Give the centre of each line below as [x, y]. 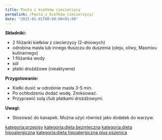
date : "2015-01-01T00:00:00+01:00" [42, 19]
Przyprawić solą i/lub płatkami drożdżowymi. [58, 98]
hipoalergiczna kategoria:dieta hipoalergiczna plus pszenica [66, 133]
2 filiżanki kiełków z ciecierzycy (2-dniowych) [59, 43]
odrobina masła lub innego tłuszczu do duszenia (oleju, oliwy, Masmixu [84, 48]
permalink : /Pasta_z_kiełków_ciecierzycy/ [49, 14]
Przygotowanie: [22, 78]
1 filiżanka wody [29, 58]
